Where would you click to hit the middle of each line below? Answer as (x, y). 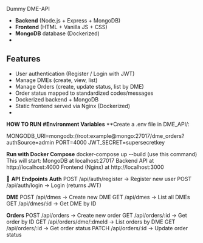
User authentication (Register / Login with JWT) (75, 74)
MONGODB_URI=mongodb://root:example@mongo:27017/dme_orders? (95, 135)
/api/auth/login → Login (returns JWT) (54, 185)
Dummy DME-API (28, 9)
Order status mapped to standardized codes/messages (84, 93)
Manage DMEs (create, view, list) (56, 80)
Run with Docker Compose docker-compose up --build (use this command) (102, 154)
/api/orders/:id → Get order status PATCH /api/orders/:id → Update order (97, 228)
